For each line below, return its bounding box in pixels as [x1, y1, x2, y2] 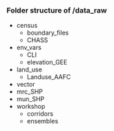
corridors [26, 110, 53, 118]
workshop [16, 103, 46, 111]
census [16, 21, 38, 30]
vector [16, 80, 35, 89]
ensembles [26, 117, 59, 125]
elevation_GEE [26, 58, 68, 67]
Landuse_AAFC [26, 73, 71, 81]
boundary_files [26, 28, 69, 37]
